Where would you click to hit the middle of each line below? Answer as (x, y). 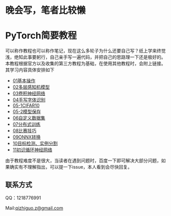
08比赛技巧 (24, 131)
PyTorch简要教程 (41, 36)
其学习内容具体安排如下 (30, 70)
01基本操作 (24, 81)
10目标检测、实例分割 (35, 144)
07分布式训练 (26, 124)
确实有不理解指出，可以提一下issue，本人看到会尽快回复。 (71, 167)
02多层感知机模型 (31, 87)
